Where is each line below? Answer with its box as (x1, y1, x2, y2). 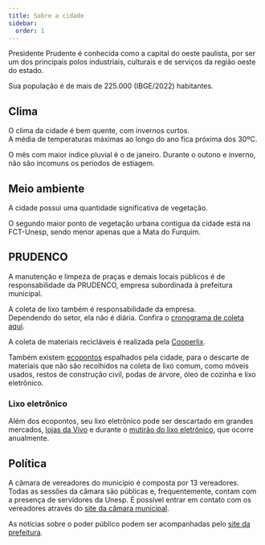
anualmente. (8, 433, 50, 443)
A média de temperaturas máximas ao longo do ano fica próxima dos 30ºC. (8, 134, 258, 144)
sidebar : (8, 19, 38, 27)
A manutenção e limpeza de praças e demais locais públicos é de (8, 271, 226, 281)
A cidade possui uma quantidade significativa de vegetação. (8, 203, 209, 213)
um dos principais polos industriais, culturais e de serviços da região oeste (8, 57, 256, 67)
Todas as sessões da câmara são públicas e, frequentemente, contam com (8, 486, 257, 496)
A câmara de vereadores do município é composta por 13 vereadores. (8, 478, 239, 487)
